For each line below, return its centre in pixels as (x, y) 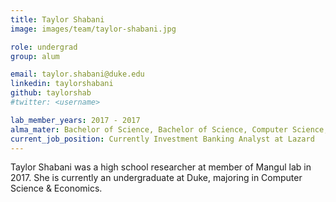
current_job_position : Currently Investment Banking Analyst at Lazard (162, 139)
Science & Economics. (56, 188)
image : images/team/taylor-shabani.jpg (93, 29)
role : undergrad (44, 47)
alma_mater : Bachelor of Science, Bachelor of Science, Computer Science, (169, 129)
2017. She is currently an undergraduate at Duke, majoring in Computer (156, 178)
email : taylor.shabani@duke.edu (77, 74)
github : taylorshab (51, 93)
